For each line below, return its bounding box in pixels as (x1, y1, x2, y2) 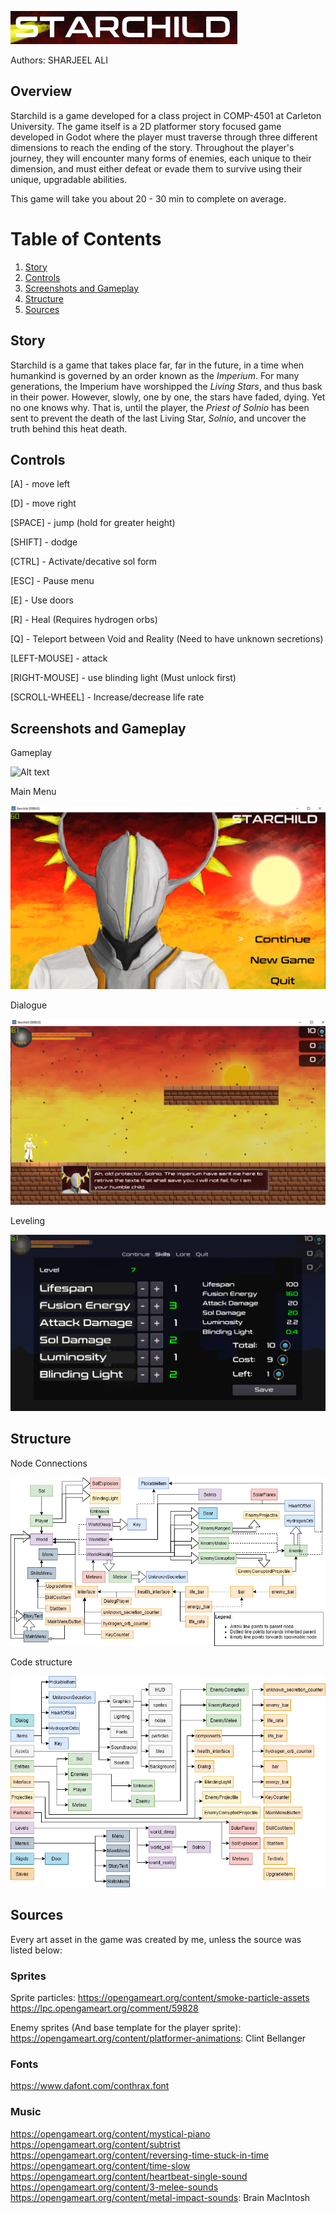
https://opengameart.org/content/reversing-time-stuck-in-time (10, 2149, 270, 2161)
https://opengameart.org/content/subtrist (10, 2138, 181, 2150)
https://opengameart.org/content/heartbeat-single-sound (10, 2170, 248, 2182)
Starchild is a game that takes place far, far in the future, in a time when (10, 359, 305, 371)
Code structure (10, 1656, 73, 1668)
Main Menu (10, 786, 57, 798)
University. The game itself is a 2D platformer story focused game (10, 120, 282, 132)
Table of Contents (10, 228, 162, 250)
